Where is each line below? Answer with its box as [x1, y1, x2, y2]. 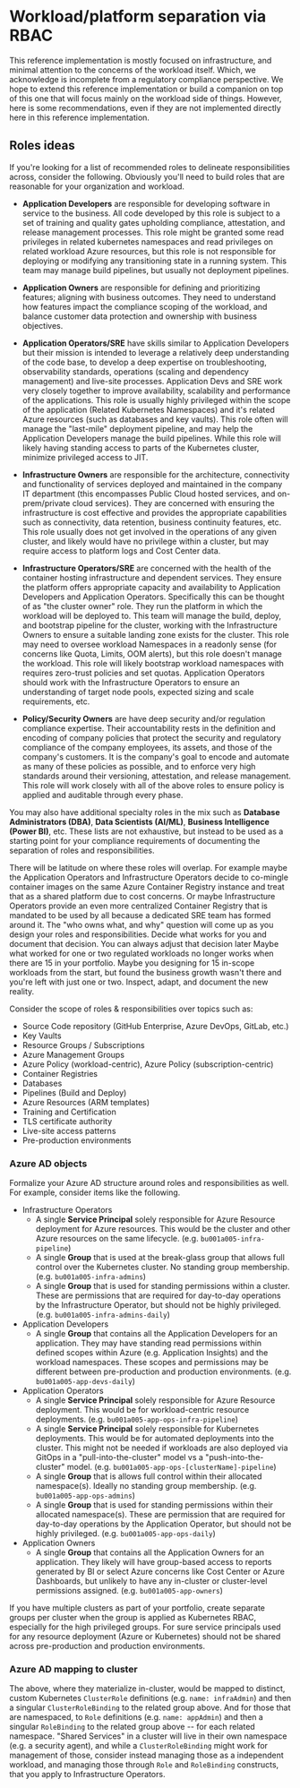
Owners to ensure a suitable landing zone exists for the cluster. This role [21, 629, 289, 640]
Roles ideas [9, 138, 75, 153]
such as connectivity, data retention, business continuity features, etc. [21, 517, 282, 528]
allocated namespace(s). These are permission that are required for [35, 1509, 286, 1520]
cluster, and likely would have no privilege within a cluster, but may [21, 536, 270, 546]
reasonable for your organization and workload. [9, 181, 185, 192]
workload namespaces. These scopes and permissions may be [35, 1357, 269, 1368]
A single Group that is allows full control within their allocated [35, 1471, 262, 1482]
